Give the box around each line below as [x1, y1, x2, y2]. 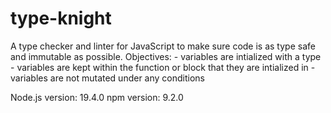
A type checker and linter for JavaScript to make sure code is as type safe [10, 40, 316, 52]
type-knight [10, 7, 112, 30]
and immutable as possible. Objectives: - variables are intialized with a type [10, 50, 322, 62]
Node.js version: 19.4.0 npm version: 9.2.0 [10, 91, 184, 103]
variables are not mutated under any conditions [10, 72, 206, 84]
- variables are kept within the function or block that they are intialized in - [10, 61, 316, 73]
